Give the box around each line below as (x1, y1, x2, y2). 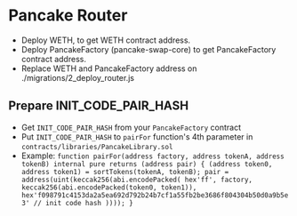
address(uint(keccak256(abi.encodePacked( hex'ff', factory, (20, 175, 253, 184)
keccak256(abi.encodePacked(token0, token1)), (20, 183, 197, 192)
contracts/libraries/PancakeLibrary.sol (20, 142, 173, 151)
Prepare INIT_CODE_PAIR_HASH (8, 99, 189, 114)
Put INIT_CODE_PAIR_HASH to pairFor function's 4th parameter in (20, 131, 253, 142)
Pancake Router (8, 5, 128, 26)
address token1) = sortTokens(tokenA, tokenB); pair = (20, 167, 229, 176)
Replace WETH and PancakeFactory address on (20, 63, 197, 74)
